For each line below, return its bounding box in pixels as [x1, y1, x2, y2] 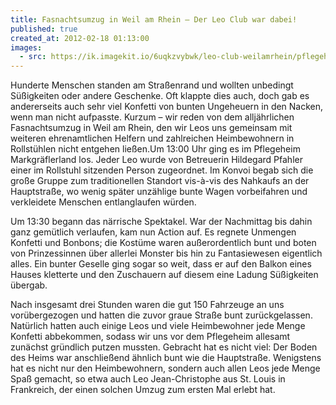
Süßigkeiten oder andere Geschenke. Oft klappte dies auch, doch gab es [10, 90, 310, 102]
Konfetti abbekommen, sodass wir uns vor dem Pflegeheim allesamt [10, 331, 291, 343]
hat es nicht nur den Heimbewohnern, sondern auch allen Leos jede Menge [10, 362, 321, 375]
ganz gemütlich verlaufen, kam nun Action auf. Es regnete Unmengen [10, 226, 297, 238]
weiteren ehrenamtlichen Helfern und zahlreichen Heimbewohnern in [10, 132, 295, 145]
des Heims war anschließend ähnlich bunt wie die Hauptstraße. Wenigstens [10, 352, 322, 364]
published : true [10, 24, 78, 34]
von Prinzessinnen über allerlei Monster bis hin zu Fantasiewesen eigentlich [10, 247, 323, 260]
